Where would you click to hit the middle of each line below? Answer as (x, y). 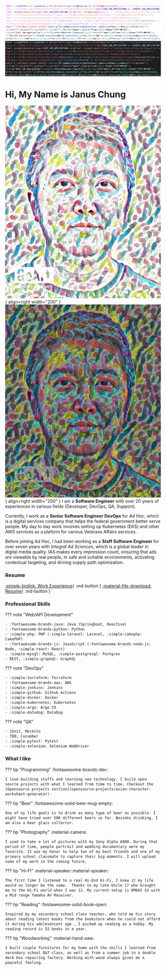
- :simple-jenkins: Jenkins (34, 688)
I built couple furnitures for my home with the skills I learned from (80, 948)
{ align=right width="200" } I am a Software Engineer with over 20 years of (82, 501)
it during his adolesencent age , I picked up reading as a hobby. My (79, 924)
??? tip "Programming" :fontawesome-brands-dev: (57, 770)
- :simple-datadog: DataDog (34, 713)
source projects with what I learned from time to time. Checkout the (79, 784)
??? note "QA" (19, 722)
